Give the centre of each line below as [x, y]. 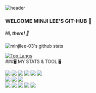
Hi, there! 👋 [17, 33]
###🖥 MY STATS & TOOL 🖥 [33, 61]
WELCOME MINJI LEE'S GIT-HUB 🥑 [49, 21]
